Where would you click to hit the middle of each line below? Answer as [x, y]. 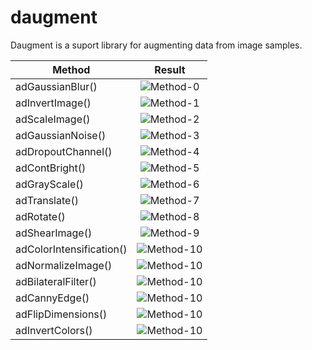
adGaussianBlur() [56, 86]
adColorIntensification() [71, 249]
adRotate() [40, 216]
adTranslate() [47, 200]
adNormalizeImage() [64, 265]
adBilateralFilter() [56, 281]
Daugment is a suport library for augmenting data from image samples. [156, 45]
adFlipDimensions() [61, 314]
